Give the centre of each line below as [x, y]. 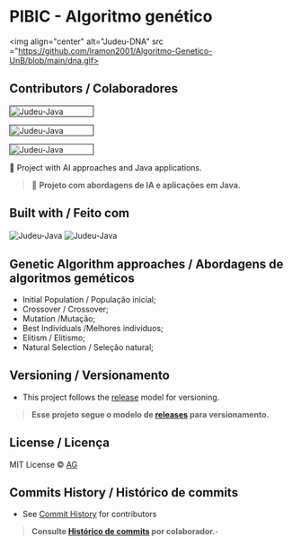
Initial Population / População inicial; [89, 300]
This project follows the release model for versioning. [121, 397]
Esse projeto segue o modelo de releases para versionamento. [150, 414]
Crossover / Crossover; [66, 309]
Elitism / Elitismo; [53, 338]
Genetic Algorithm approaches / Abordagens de [146, 264]
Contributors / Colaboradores [93, 88]
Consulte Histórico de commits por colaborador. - [125, 532]
